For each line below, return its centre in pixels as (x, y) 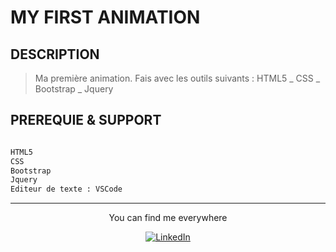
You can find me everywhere (168, 218)
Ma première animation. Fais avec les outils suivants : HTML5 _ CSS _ (177, 78)
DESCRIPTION (55, 54)
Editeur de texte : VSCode (66, 189)
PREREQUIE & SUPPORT (86, 120)
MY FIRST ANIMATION (105, 17)
